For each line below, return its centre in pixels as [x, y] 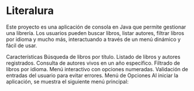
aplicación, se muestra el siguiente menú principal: [67, 81]
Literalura [30, 11]
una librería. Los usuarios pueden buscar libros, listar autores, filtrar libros [95, 33]
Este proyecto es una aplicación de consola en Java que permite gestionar [96, 27]
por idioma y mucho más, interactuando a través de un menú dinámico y [93, 39]
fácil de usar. [22, 45]
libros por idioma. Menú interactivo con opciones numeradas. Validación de [97, 69]
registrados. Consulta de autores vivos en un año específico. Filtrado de [93, 63]
